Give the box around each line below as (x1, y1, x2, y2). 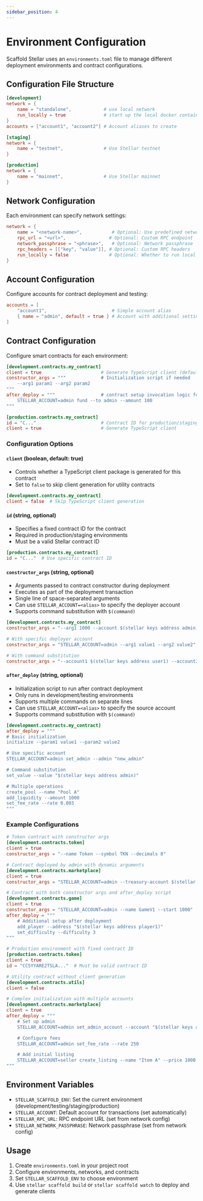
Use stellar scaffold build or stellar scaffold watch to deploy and (14, 1181, 190, 1188)
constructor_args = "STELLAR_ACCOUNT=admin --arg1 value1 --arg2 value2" (6, 641, 196, 648)
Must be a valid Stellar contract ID (14, 538, 100, 545)
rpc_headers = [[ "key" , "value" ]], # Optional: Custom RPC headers (17, 246, 190, 252)
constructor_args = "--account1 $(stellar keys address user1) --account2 (6, 658, 199, 664)
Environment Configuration (6, 35, 146, 49)
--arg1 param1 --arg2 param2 (17, 380, 91, 387)
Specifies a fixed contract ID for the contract (14, 525, 126, 533)
